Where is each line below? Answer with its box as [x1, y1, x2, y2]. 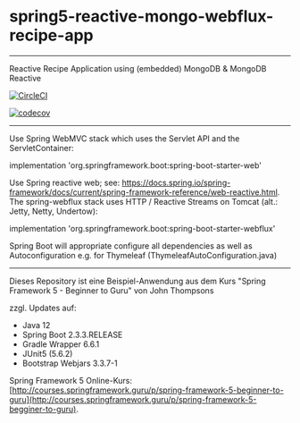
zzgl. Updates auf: [9, 302, 77, 313]
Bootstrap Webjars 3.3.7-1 [21, 358, 118, 368]
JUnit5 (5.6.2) [21, 348, 73, 359]
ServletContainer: [9, 142, 74, 153]
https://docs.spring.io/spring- [121, 177, 231, 188]
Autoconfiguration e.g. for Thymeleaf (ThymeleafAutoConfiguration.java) [9, 250, 278, 260]
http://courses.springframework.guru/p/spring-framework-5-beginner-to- [12, 385, 284, 395]
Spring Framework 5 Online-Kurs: [9, 375, 132, 385]
